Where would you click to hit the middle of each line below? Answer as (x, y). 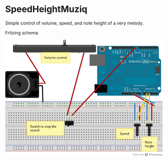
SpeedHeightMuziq (46, 9)
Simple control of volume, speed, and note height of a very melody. (74, 23)
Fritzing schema (22, 32)
